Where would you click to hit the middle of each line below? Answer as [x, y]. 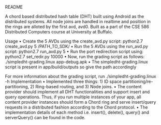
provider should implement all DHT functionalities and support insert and [77, 92]
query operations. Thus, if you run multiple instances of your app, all [73, 97]
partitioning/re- [138, 81]
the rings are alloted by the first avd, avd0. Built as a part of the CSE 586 [77, 27]
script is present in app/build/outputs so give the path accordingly [71, 67]
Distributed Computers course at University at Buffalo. [59, 32]
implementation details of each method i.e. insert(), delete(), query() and [77, 112]
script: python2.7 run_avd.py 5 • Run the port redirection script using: [74, 51]
